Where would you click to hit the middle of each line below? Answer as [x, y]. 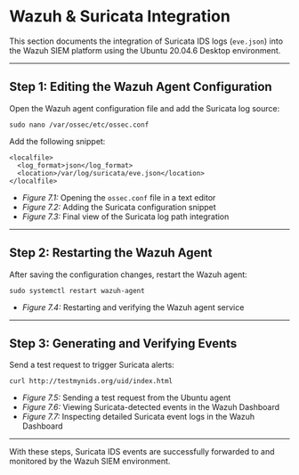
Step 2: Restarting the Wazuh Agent [111, 253]
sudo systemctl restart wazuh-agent [77, 291]
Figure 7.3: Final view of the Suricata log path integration [125, 217]
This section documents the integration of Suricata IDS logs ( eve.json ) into [146, 41]
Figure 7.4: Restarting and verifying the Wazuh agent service [133, 307]
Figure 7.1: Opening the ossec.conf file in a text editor [119, 197]
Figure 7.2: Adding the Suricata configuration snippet [119, 207]
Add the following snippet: [57, 141]
